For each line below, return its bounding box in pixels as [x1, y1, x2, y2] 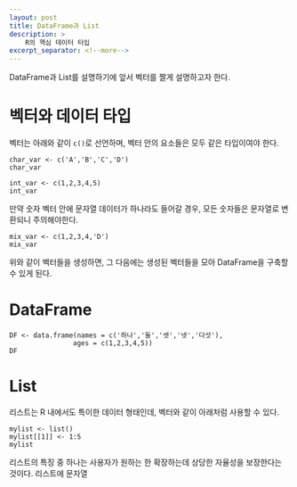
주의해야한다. [32, 215, 78, 226]
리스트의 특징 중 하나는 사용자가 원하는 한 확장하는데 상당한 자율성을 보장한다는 [9, 457, 283, 467]
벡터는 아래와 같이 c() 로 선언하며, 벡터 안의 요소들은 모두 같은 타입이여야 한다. [9, 137, 280, 148]
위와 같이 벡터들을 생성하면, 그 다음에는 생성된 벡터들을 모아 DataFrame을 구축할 [9, 257, 289, 268]
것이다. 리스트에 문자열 [9, 467, 88, 478]
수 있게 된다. [9, 268, 52, 279]
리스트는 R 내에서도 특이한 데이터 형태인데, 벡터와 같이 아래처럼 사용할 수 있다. [9, 407, 280, 417]
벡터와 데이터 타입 [9, 106, 132, 127]
